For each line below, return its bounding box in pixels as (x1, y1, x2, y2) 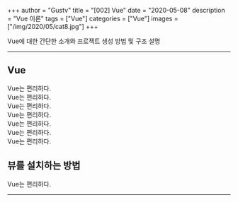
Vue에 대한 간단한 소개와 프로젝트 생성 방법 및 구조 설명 (7, 37, 161, 45)
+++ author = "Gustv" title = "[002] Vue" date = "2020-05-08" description (7, 6, 225, 14)
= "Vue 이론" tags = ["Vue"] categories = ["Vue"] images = (7, 14, 178, 23)
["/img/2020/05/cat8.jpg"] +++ (7, 23, 98, 30)
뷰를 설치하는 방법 (7, 160, 81, 172)
